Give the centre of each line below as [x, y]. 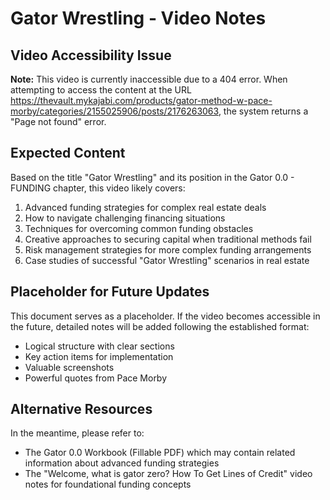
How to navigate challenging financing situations [125, 218]
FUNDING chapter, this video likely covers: [98, 188]
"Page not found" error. [58, 121]
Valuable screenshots [69, 367]
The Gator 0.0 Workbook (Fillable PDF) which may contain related [160, 453]
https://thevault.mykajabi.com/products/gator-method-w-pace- [141, 100]
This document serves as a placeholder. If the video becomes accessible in [165, 316]
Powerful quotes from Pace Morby [96, 378]
